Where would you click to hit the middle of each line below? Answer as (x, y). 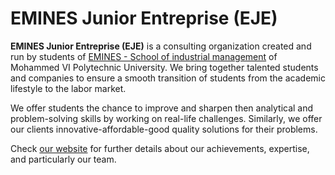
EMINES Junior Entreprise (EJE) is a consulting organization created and (161, 46)
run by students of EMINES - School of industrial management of (144, 56)
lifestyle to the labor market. (68, 88)
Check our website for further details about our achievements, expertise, (160, 148)
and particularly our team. (63, 159)
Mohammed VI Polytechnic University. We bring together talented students (164, 67)
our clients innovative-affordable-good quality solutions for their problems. (164, 129)
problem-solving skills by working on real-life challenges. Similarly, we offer (166, 118)
